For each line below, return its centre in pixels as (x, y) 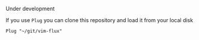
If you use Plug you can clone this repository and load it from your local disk (99, 20)
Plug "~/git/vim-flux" (34, 31)
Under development (30, 9)
